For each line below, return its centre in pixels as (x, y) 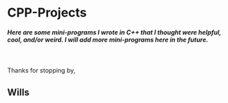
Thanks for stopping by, (41, 71)
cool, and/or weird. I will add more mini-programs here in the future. (108, 39)
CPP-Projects (47, 13)
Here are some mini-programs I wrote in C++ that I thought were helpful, (114, 32)
